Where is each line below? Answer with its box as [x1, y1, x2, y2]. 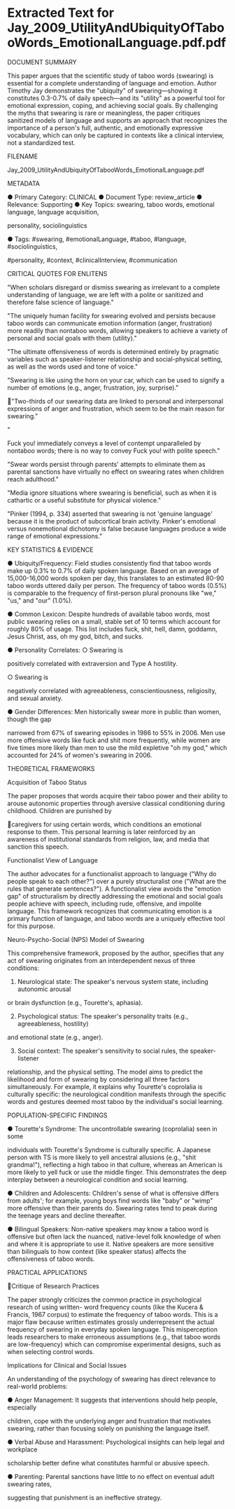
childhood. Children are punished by [7, 806, 112, 814]
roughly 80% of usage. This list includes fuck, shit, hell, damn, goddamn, [7, 624, 218, 633]
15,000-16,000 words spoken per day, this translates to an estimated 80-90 [7, 573, 225, 582]
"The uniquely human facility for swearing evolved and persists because [7, 311, 216, 320]
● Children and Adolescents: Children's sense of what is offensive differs [7, 1189, 219, 1197]
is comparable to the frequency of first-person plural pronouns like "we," [7, 589, 217, 597]
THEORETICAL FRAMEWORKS [7, 764, 96, 772]
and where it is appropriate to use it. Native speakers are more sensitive [7, 1239, 215, 1248]
